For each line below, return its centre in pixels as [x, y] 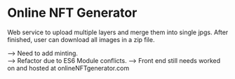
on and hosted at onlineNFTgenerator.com [68, 68]
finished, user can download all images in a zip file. [81, 39]
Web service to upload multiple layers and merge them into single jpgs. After [118, 32]
